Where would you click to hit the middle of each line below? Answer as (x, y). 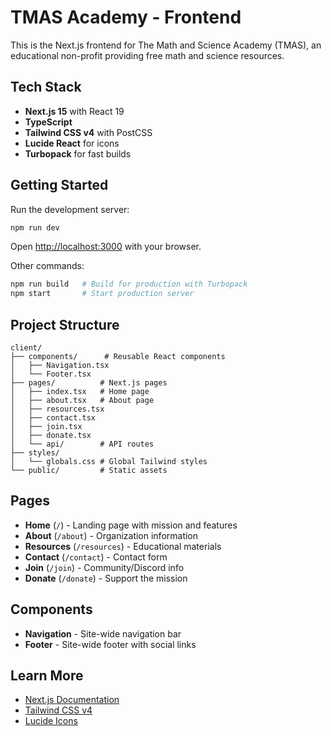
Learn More (47, 676)
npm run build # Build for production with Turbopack (129, 284)
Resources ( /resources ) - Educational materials (123, 546)
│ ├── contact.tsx (53, 418)
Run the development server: (70, 209)
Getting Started (59, 185)
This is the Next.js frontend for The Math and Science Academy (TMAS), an (166, 45)
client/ (26, 348)
